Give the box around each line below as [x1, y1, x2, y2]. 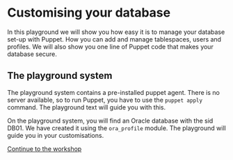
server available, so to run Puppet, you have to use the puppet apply [7, 96, 203, 104]
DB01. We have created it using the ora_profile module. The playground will [7, 123, 226, 132]
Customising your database [7, 5, 171, 21]
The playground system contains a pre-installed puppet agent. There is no [7, 88, 220, 96]
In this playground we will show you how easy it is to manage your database [7, 28, 225, 36]
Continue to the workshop [7, 144, 82, 153]
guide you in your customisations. [7, 131, 104, 139]
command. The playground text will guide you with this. [7, 103, 166, 112]
